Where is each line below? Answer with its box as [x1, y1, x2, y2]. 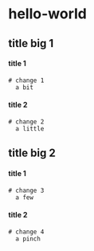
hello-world [8, 5, 88, 23]
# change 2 [8, 117, 45, 126]
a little [15, 124, 45, 132]
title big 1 [8, 37, 54, 50]
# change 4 [8, 228, 45, 236]
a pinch [15, 234, 41, 243]
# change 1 [8, 76, 45, 84]
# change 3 [8, 186, 45, 194]
